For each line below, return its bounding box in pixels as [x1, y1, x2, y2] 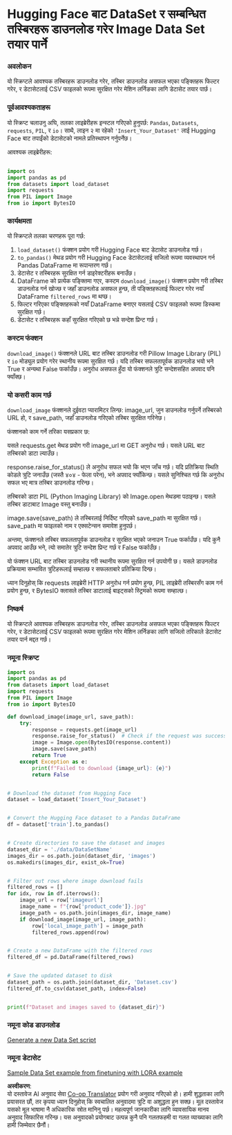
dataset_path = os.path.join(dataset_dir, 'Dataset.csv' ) [7, 979, 177, 986]
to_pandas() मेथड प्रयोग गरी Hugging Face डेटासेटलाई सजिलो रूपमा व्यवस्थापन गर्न [17, 254, 215, 262]
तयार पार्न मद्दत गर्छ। [7, 635, 52, 644]
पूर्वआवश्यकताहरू [7, 103, 50, 113]
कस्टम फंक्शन [7, 333, 43, 343]
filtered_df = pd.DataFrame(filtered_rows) [7, 954, 135, 961]
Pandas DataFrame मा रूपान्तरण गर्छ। [17, 261, 113, 270]
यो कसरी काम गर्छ [7, 390, 52, 400]
